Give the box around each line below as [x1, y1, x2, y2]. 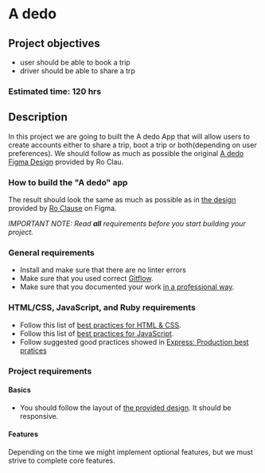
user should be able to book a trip [19, 57, 131, 67]
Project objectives [8, 37, 101, 50]
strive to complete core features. [8, 455, 115, 465]
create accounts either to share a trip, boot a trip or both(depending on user [8, 140, 257, 150]
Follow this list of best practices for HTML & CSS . [19, 320, 181, 330]
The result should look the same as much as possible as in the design [8, 195, 236, 205]
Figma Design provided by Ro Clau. [8, 157, 124, 166]
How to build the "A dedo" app [8, 177, 128, 188]
